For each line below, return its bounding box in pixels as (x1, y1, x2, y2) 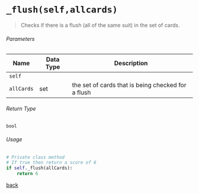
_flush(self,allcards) (6, 4, 118, 15)
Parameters (6, 35, 35, 42)
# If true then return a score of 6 (6, 160, 97, 166)
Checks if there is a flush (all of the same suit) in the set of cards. (20, 21, 180, 28)
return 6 (17, 171, 38, 177)
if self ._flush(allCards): (6, 165, 73, 171)
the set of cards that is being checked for (72, 81, 187, 90)
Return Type (6, 105, 37, 112)
